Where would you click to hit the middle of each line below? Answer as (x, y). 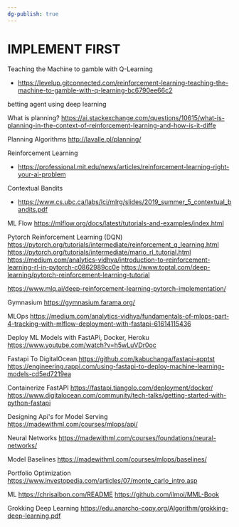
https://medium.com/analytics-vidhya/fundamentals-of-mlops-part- (129, 316)
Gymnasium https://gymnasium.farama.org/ (71, 302)
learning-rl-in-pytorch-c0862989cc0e (64, 267)
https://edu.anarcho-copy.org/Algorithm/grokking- (155, 508)
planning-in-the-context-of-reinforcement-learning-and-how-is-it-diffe (112, 125)
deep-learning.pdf (34, 516)
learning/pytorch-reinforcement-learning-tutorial (79, 275)
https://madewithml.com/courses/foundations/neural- (138, 437)
